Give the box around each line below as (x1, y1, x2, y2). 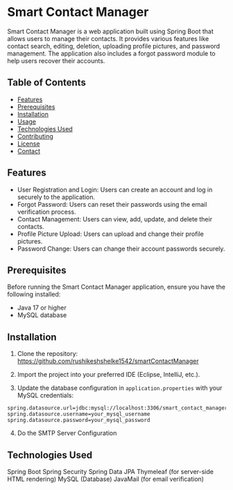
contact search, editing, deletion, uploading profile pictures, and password (7, 42, 221, 50)
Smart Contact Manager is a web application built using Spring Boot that (7, 27, 214, 35)
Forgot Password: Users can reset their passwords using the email (17, 200, 207, 208)
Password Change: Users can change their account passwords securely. (17, 244, 225, 253)
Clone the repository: (17, 350, 78, 358)
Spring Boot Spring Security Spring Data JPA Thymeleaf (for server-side (7, 468, 214, 475)
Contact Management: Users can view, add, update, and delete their (17, 214, 213, 223)
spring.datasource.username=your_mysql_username (7, 411, 150, 418)
